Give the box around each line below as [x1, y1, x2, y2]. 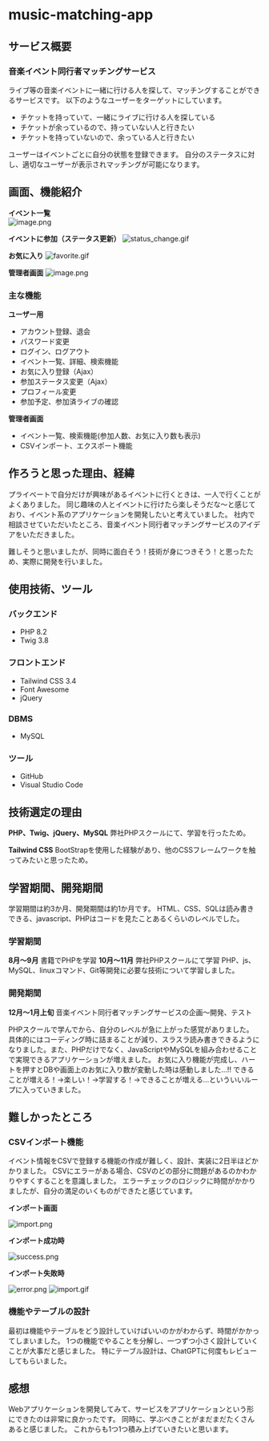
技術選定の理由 [8, 805, 82, 819]
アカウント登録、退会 [19, 327, 90, 336]
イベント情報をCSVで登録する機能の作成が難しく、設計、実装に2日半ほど [8, 1156, 252, 1166]
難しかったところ [8, 1110, 93, 1124]
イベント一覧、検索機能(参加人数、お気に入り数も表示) [19, 431, 202, 440]
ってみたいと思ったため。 [8, 855, 93, 865]
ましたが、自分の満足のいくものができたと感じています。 [8, 1186, 198, 1196]
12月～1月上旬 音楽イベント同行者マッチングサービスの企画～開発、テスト [8, 1007, 252, 1017]
